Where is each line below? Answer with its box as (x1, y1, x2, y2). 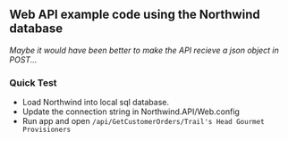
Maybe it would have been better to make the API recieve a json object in (9, 45, 280, 55)
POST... (9, 54, 38, 65)
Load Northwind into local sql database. (21, 97, 170, 108)
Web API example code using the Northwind (9, 7, 261, 22)
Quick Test (9, 76, 57, 88)
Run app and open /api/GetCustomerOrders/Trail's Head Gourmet (21, 116, 266, 127)
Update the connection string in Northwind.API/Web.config (21, 106, 240, 117)
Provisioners (21, 125, 72, 135)
